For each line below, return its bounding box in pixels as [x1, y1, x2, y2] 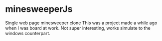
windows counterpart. [5, 30, 51, 36]
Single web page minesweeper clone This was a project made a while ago [5, 20, 158, 26]
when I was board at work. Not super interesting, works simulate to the [5, 25, 151, 31]
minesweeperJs [5, 3, 73, 15]
